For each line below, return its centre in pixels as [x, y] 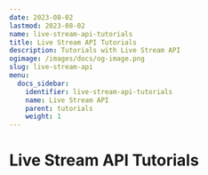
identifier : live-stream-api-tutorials [99, 91]
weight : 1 [44, 116]
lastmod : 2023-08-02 [48, 26]
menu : [19, 76]
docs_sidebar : [43, 84]
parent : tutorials [59, 108]
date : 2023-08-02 [41, 17]
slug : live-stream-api [51, 68]
